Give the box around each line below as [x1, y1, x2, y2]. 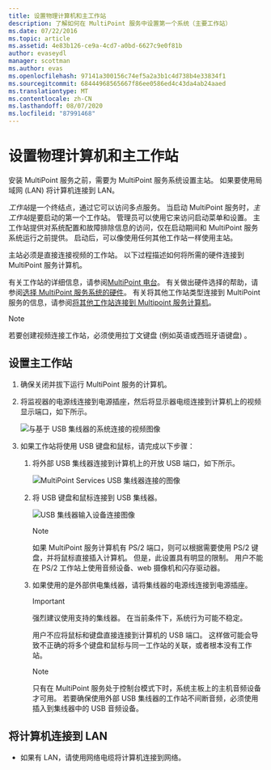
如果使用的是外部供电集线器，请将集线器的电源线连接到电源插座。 [32, 580, 252, 590]
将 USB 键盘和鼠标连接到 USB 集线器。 [32, 493, 162, 502]
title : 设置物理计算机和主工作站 [8, 11, 107, 20]
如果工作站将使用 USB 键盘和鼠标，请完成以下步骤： [19, 441, 196, 451]
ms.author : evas [8, 65, 63, 73]
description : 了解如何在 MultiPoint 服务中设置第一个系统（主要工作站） [8, 19, 232, 27]
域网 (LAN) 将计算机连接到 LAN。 [8, 185, 120, 195]
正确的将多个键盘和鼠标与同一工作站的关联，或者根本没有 [46, 640, 239, 649]
